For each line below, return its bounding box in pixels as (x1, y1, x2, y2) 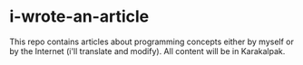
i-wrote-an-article (9, 6, 150, 27)
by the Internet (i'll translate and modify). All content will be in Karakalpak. (9, 45, 286, 56)
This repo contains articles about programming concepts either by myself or (9, 36, 295, 47)
